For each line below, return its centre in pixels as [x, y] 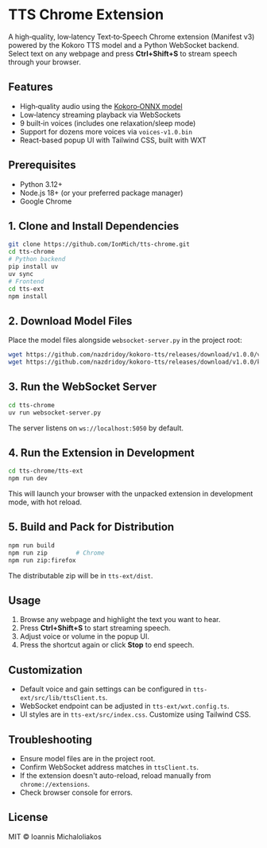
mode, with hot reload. [45, 502]
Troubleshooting [50, 739]
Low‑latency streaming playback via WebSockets [100, 115]
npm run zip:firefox [43, 560]
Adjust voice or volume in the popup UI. [84, 636]
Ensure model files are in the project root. [87, 758]
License [28, 817]
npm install [28, 296]
